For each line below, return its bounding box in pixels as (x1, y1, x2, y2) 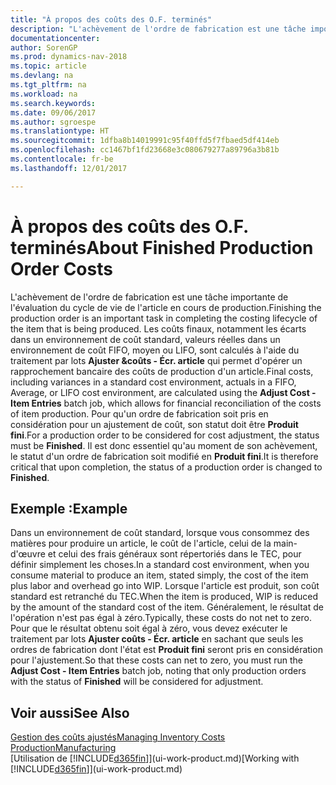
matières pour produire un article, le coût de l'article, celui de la (10, 537, 272, 550)
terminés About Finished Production (10, 236, 314, 259)
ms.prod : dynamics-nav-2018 (10, 52, 128, 62)
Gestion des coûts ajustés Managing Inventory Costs (10, 731, 226, 743)
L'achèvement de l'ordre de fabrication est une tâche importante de (10, 291, 289, 303)
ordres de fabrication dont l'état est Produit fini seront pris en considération (10, 644, 323, 656)
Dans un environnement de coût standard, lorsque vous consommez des (10, 527, 310, 539)
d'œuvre (10, 548, 46, 560)
